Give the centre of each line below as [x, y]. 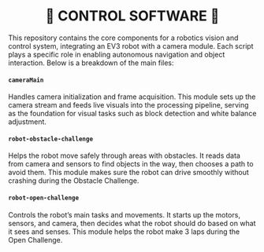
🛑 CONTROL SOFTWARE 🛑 [132, 16]
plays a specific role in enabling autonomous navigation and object [117, 54]
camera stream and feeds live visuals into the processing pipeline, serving [129, 105]
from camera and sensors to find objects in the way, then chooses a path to [131, 164]
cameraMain [26, 80]
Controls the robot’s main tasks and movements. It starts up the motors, [124, 214]
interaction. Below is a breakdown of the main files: [91, 63]
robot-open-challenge [44, 198]
